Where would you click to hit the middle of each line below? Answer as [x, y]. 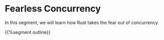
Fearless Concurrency [53, 9]
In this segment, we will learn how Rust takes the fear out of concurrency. [82, 22]
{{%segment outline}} [28, 32]
